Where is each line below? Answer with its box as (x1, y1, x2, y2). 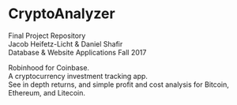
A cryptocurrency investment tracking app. (8, 71, 149, 81)
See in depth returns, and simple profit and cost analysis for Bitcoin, (8, 80, 229, 89)
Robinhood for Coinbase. (8, 62, 89, 72)
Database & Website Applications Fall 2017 (8, 47, 147, 57)
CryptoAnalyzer (8, 5, 116, 23)
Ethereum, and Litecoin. (8, 88, 85, 97)
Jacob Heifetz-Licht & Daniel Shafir (8, 39, 123, 48)
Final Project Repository (8, 31, 86, 40)
